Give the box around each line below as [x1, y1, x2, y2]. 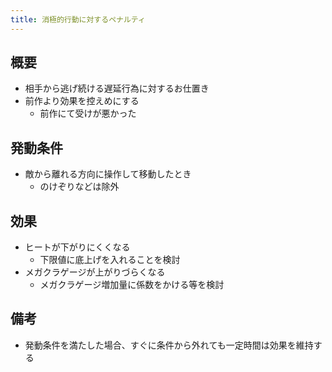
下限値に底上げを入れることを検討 [39, 254, 181, 266]
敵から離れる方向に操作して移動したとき [24, 168, 192, 180]
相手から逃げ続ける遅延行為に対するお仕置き [24, 82, 210, 95]
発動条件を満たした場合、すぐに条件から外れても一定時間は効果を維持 [24, 339, 314, 351]
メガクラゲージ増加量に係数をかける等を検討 [39, 279, 225, 291]
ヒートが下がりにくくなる [24, 241, 131, 253]
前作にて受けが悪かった [39, 107, 137, 120]
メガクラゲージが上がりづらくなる [24, 266, 166, 278]
